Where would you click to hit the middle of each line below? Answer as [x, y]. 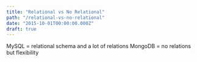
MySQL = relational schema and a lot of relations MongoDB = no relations [99, 46]
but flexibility [23, 53]
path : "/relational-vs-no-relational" [56, 18]
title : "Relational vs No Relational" [56, 12]
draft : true [21, 29]
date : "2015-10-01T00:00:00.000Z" [50, 23]
